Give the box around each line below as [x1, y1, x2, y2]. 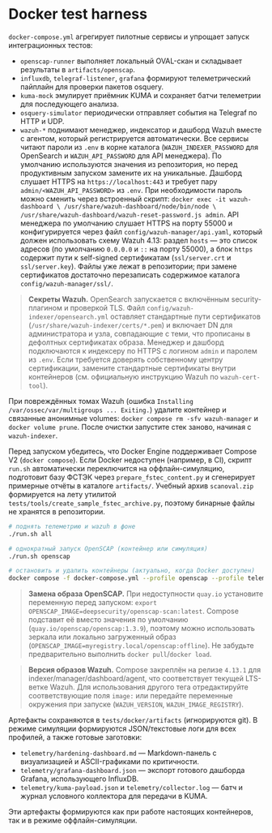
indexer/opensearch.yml [28, 313, 109, 321]
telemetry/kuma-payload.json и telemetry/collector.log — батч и [19, 783, 243, 792]
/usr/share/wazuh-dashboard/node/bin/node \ [63, 202, 217, 211]
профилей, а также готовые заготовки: [8, 732, 142, 742]
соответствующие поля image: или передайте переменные [28, 691, 233, 701]
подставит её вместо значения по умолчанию [28, 615, 189, 625]
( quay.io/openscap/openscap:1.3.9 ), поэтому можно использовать [28, 624, 255, 633]
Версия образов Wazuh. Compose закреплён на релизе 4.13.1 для [28, 665, 261, 675]
